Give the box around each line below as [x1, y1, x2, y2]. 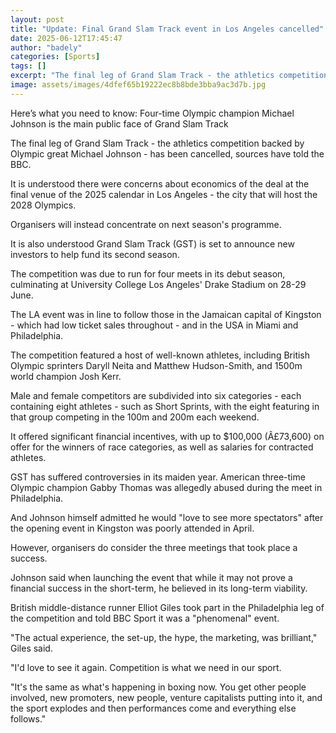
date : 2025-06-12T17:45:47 [10, 33, 123, 43]
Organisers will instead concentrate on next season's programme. [10, 218, 282, 230]
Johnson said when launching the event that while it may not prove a [10, 571, 293, 583]
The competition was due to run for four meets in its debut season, [10, 267, 286, 280]
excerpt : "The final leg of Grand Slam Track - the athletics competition [10, 71, 329, 81]
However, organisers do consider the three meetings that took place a [10, 541, 298, 553]
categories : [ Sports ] [10, 52, 101, 62]
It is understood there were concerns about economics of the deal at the [10, 177, 310, 190]
